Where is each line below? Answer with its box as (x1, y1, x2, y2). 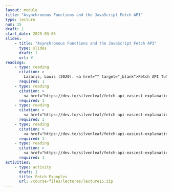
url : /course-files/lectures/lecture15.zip (18, 179, 114, 184)
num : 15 (5, 22, 22, 27)
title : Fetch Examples (18, 174, 68, 179)
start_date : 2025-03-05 (5, 31, 56, 36)
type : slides (18, 46, 47, 51)
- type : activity (14, 164, 52, 169)
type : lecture (5, 17, 36, 22)
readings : (5, 60, 27, 65)
